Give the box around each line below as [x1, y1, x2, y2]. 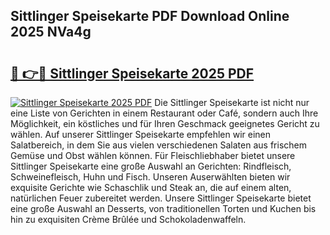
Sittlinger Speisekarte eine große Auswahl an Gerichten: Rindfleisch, [10, 160, 292, 172]
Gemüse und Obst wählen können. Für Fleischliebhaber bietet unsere [10, 150, 296, 161]
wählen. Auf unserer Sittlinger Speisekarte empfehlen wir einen [10, 129, 272, 140]
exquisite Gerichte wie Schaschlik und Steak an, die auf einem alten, [10, 182, 292, 193]
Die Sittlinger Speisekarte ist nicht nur [154, 97, 310, 108]
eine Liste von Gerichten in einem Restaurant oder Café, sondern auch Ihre [10, 107, 319, 119]
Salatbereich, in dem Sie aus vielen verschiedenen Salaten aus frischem [10, 139, 307, 151]
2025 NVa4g [10, 24, 92, 41]
